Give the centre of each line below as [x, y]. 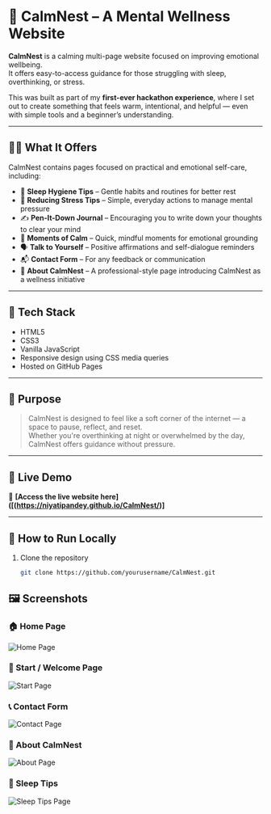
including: [25, 175]
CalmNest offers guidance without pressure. [102, 445]
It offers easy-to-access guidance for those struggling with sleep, [118, 73]
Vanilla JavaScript [50, 349]
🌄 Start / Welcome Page [56, 668]
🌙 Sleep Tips [33, 783]
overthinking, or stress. [47, 82]
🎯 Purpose [35, 399]
